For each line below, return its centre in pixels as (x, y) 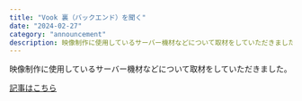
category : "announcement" (58, 34)
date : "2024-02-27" (46, 26)
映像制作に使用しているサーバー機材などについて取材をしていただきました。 (151, 69)
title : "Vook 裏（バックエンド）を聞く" (78, 17)
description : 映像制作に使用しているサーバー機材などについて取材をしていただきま (146, 42)
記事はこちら (33, 88)
